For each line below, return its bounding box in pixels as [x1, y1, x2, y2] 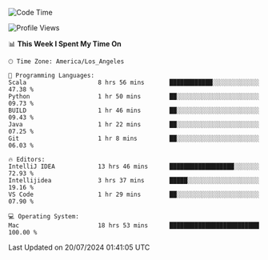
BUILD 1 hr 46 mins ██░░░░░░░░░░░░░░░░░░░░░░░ [8, 106, 260, 114]
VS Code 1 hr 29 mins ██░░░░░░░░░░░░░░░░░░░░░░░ [8, 190, 260, 198]
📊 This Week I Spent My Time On [8, 39, 122, 48]
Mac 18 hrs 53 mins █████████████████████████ [8, 222, 260, 230]
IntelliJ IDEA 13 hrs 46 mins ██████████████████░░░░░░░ [8, 162, 260, 170]
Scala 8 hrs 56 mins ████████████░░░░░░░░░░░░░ [8, 78, 260, 86]
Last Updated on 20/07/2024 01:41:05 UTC [8, 242, 150, 252]
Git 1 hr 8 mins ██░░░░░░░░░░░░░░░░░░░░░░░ [8, 134, 260, 142]
